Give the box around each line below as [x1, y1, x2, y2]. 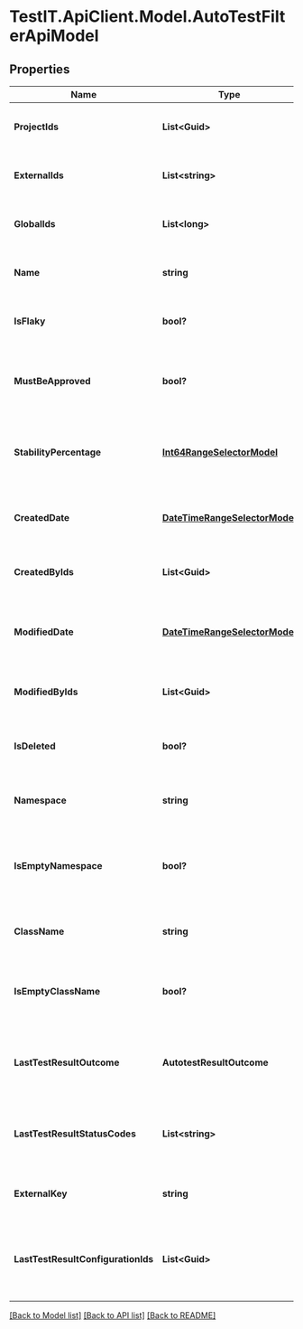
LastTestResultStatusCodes [14, 1127, 137, 1140]
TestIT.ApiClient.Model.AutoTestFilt [9, 6, 286, 27]
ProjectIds [14, 120, 60, 133]
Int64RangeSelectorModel [161, 446, 278, 458]
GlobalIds [14, 218, 56, 230]
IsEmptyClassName [14, 985, 101, 997]
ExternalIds [14, 169, 65, 182]
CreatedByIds [14, 566, 75, 578]
